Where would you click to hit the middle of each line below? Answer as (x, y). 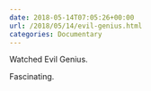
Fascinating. (32, 77)
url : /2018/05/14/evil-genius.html (76, 26)
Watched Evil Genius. (49, 60)
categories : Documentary (56, 34)
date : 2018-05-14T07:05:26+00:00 (72, 17)
